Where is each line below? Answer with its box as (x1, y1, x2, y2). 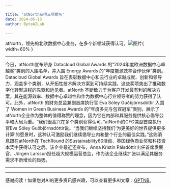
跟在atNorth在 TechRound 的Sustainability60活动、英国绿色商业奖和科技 (9, 138, 161, 144)
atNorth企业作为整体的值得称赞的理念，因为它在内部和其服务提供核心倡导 (5, 113, 159, 119)
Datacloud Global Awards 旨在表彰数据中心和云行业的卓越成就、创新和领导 (5, 74, 162, 80)
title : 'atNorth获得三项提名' (5, 12, 65, 17)
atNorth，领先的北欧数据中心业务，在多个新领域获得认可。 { (5, 40, 144, 46)
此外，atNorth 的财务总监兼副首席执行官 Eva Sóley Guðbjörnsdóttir (14, 100, 154, 106)
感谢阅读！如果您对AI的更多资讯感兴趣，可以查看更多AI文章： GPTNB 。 (5, 177, 154, 183)
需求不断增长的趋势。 (5, 157, 50, 163)
